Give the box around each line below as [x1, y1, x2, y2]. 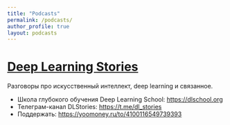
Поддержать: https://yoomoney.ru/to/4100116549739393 [17, 110, 182, 118]
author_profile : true [7, 23, 70, 30]
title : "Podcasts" [7, 10, 60, 17]
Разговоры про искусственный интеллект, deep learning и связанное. [7, 82, 213, 90]
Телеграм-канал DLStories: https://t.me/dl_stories [17, 103, 162, 111]
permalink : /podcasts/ [7, 17, 73, 23]
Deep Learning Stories [7, 59, 139, 75]
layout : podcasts [7, 29, 57, 37]
